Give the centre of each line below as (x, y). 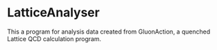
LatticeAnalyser (54, 13)
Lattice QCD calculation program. (54, 38)
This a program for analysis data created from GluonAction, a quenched (109, 32)
